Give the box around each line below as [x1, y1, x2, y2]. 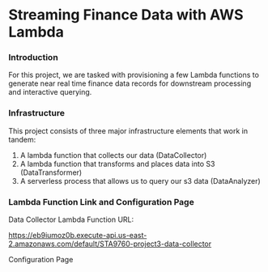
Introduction [8, 52, 58, 63]
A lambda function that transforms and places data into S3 [19, 159, 215, 168]
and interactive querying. [8, 87, 92, 97]
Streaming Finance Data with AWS [8, 6, 244, 24]
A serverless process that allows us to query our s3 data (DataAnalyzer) [19, 176, 261, 185]
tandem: [8, 134, 36, 144]
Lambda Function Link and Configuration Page [8, 196, 194, 207]
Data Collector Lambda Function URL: [8, 215, 134, 224]
